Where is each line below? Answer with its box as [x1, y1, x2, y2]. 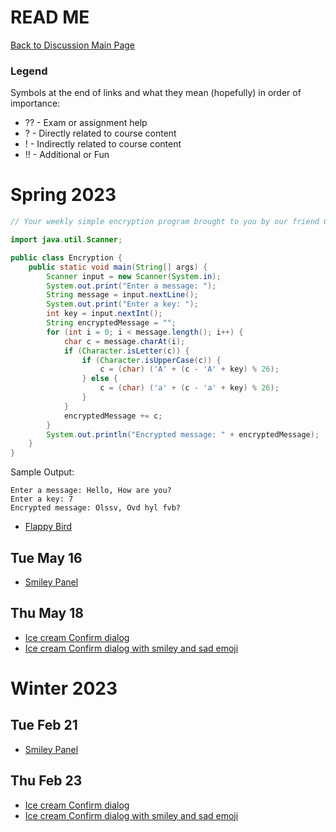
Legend [10, 64, 48, 78]
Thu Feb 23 [10, 772, 83, 790]
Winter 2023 [10, 677, 118, 700]
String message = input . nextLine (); [46, 290, 199, 300]
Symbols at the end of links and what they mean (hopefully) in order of [10, 87, 302, 99]
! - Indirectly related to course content [24, 138, 182, 150]
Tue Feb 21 [10, 717, 78, 734]
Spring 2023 [10, 184, 117, 206]
